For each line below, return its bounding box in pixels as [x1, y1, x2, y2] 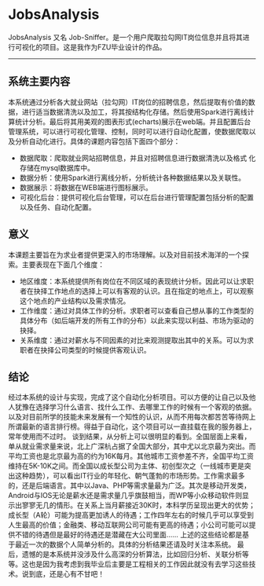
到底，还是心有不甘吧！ [28, 570, 104, 579]
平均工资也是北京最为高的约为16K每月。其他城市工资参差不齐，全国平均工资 [8, 452, 254, 461]
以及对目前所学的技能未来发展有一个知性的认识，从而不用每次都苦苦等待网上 [8, 412, 256, 422]
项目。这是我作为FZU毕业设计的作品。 [42, 42, 167, 52]
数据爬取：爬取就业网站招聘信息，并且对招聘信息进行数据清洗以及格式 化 [19, 153, 256, 163]
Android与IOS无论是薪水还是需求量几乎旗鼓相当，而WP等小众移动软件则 [8, 491, 243, 500]
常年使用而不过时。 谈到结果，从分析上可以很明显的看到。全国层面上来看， [8, 432, 251, 441]
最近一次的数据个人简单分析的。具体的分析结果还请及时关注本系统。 [14, 540, 236, 549]
